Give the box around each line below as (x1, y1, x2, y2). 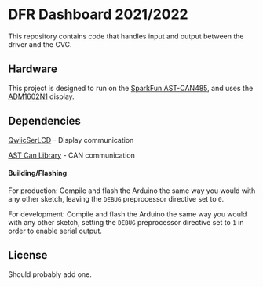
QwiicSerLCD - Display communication (8, 135, 134, 144)
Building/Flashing (8, 169, 68, 178)
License (8, 249, 48, 262)
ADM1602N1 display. (8, 92, 75, 101)
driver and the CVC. (8, 39, 72, 49)
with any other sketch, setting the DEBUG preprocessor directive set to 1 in (8, 217, 244, 227)
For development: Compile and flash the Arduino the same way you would (8, 209, 247, 219)
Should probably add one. (8, 269, 93, 279)
